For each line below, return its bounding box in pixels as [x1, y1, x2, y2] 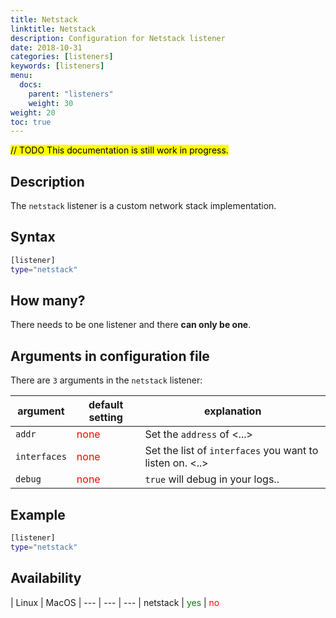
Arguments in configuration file [10, 347, 210, 365]
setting [88, 411, 123, 425]
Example [10, 506, 66, 523]
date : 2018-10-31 [10, 42, 83, 53]
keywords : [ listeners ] [10, 61, 105, 71]
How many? [10, 292, 86, 310]
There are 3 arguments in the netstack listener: [10, 374, 203, 386]
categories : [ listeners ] [10, 52, 114, 62]
